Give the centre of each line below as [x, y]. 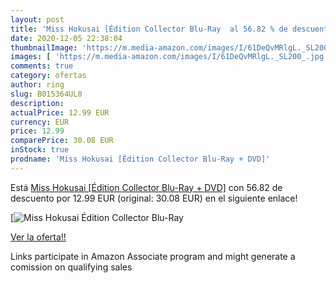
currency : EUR [40, 122]
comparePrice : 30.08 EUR [62, 141]
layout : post [37, 19]
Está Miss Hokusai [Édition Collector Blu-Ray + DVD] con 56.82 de [146, 187]
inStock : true [40, 150]
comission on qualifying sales [71, 267]
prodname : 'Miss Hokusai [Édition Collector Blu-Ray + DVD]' [140, 159]
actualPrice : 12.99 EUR [60, 112]
